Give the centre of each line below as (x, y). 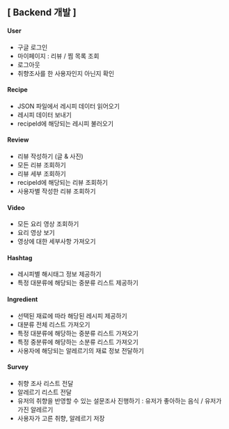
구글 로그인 (32, 47)
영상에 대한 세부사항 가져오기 (56, 241)
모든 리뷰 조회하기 (41, 165)
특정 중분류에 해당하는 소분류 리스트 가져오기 (78, 342)
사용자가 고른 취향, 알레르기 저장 (61, 418)
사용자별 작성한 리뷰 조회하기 (56, 191)
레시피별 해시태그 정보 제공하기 (59, 274)
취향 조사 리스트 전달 (45, 383)
